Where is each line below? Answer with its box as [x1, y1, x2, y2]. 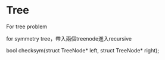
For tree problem [6, 23, 48, 30]
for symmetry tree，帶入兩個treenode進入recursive [6, 35, 132, 42]
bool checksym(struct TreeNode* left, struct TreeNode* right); [6, 46, 160, 54]
